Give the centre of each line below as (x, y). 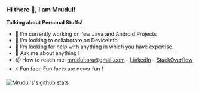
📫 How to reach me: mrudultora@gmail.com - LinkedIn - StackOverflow (104, 60)
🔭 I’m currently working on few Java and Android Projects (86, 34)
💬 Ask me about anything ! (47, 53)
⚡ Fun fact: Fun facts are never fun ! (59, 69)
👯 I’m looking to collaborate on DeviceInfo (66, 41)
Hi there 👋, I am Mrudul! (41, 10)
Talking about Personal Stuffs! (45, 23)
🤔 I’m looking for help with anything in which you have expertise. (94, 47)
